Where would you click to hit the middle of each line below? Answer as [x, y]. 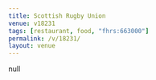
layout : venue [32, 46]
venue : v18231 [32, 23]
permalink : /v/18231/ [45, 38]
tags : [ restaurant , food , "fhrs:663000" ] [79, 31]
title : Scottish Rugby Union [57, 16]
